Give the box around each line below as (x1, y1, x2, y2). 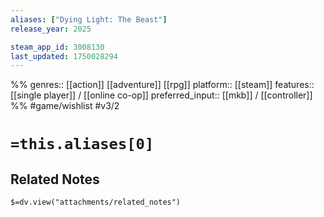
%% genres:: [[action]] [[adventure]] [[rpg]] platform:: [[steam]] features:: (10, 79, 315, 91)
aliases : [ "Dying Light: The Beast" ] (10, 14, 168, 25)
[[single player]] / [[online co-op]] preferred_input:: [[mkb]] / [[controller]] (10, 89, 313, 101)
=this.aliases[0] (10, 135, 155, 154)
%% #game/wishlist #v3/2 (10, 100, 120, 112)
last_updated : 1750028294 (10, 51, 118, 61)
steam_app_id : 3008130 (10, 42, 105, 52)
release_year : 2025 (10, 24, 92, 34)
